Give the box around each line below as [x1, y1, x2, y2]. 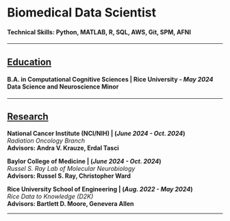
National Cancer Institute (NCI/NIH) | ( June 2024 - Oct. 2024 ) [7, 129, 186, 137]
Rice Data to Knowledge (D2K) [7, 192, 94, 200]
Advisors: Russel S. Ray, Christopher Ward [7, 172, 131, 180]
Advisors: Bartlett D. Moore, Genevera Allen [7, 199, 135, 207]
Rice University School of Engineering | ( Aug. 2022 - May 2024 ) [7, 185, 193, 193]
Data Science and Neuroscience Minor [7, 82, 119, 91]
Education [7, 56, 52, 68]
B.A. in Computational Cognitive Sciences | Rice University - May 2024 [7, 75, 214, 84]
